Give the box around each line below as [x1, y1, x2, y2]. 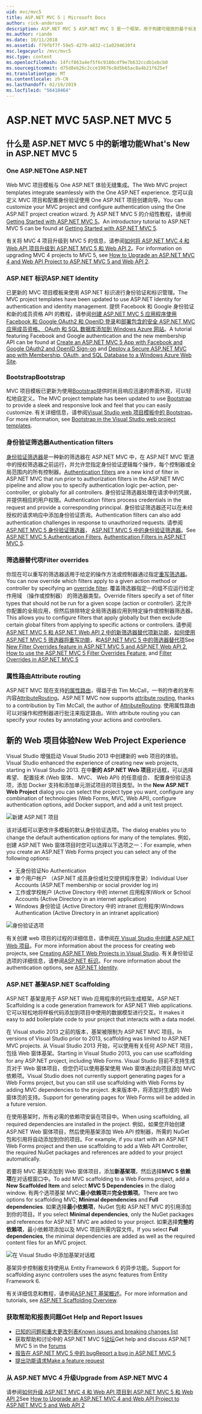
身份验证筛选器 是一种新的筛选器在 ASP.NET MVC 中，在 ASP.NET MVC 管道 [6, 453, 195, 460]
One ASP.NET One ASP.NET [6, 167, 88, 175]
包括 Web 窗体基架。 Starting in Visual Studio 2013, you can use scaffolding [6, 1049, 192, 1057]
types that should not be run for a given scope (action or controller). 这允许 [6, 599, 192, 607]
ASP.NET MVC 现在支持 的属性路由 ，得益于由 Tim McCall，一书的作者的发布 [6, 687, 194, 694]
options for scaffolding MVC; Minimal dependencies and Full [6, 1196, 159, 1203]
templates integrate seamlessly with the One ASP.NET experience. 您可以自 [6, 188, 194, 196]
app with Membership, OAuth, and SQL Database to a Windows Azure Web [6, 351, 192, 359]
